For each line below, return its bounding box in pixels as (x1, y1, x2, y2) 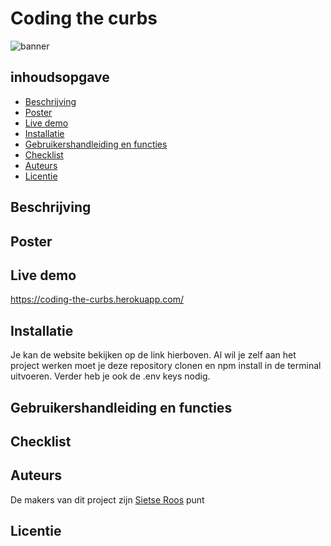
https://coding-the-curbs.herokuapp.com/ (10, 293, 184, 306)
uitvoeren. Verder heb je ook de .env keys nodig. (10, 370, 211, 382)
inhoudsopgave (10, 69, 110, 86)
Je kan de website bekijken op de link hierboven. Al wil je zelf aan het (10, 349, 297, 361)
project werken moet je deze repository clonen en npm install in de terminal (10, 360, 322, 372)
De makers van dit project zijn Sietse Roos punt (10, 493, 205, 506)
